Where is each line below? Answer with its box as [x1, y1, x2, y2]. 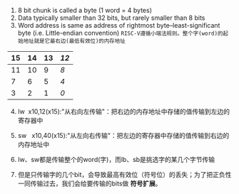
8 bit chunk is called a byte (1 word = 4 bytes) [17, 6, 152, 14]
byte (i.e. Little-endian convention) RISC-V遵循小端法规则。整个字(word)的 [17, 28, 223, 37]
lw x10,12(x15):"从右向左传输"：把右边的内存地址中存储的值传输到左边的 [17, 107, 230, 116]
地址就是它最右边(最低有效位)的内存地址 [23, 38, 126, 45]
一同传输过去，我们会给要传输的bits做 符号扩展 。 [17, 179, 162, 188]
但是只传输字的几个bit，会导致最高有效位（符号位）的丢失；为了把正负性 [17, 171, 232, 178]
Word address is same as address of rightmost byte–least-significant [17, 21, 220, 29]
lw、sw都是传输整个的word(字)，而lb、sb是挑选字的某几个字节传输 [17, 156, 215, 163]
